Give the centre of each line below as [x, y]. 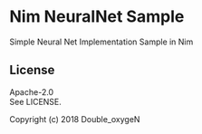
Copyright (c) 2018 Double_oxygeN [75, 119]
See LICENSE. [35, 101]
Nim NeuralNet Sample [97, 17]
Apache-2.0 [32, 91]
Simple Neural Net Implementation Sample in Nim [101, 42]
